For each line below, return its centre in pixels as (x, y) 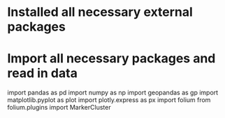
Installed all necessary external (100, 12)
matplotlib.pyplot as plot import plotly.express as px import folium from (109, 100)
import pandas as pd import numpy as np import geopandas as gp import (113, 93)
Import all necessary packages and (111, 59)
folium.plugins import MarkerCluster (59, 108)
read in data (43, 73)
